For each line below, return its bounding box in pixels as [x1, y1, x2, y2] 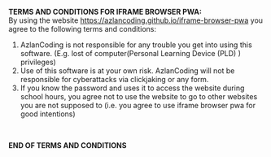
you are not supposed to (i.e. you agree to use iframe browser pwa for [20, 101, 256, 110]
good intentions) [20, 109, 76, 119]
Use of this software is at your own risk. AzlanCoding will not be [20, 66, 235, 76]
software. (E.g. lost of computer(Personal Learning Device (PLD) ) [20, 49, 242, 58]
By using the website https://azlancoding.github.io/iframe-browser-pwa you [8, 15, 263, 25]
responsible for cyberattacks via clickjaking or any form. [20, 75, 209, 84]
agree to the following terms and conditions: [8, 24, 157, 33]
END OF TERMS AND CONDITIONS [8, 141, 127, 150]
